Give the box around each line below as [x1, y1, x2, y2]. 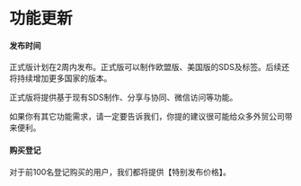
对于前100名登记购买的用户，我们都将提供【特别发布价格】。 [9, 166, 232, 177]
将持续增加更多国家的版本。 [9, 73, 112, 84]
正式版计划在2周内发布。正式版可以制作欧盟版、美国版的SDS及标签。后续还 [9, 62, 290, 73]
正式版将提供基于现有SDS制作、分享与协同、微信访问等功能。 [9, 92, 238, 103]
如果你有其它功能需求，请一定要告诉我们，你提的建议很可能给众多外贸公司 [9, 111, 285, 122]
